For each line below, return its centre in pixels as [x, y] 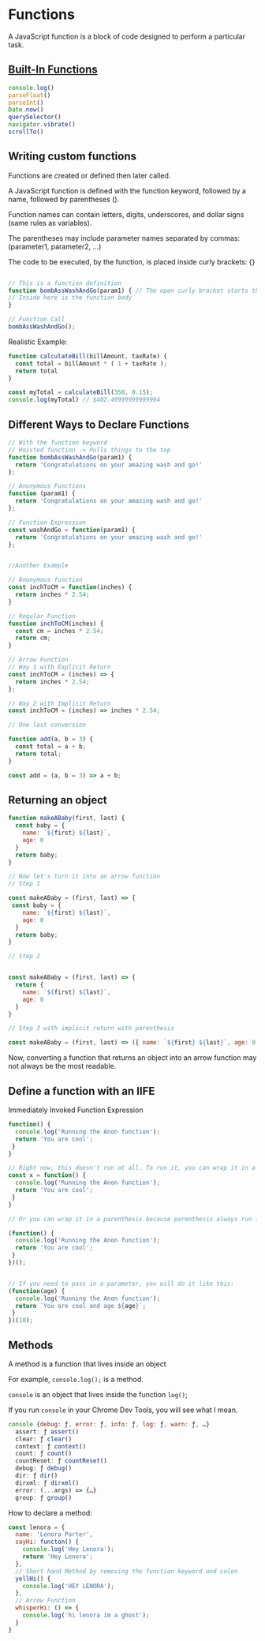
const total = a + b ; [51, 747]
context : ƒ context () [51, 1446]
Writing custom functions [72, 157]
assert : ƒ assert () [47, 1431]
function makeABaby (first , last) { [67, 819]
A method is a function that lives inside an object [87, 1364]
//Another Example [38, 566]
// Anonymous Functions [47, 486]
